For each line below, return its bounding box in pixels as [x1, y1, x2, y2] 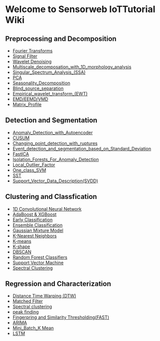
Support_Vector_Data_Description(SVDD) [12, 178, 98, 184]
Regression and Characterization [5, 279, 111, 288]
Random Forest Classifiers [12, 254, 68, 260]
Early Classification [12, 216, 53, 223]
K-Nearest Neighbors [12, 232, 57, 238]
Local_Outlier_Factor [12, 162, 56, 168]
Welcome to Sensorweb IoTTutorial [5, 4, 155, 15]
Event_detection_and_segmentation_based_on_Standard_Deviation [12, 145, 151, 152]
